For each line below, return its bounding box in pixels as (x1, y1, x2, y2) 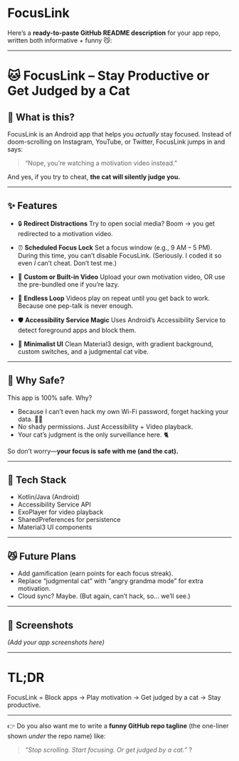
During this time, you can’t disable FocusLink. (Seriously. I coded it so (17, 251, 222, 260)
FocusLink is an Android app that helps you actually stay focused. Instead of (7, 129, 232, 138)
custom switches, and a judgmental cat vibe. (17, 347, 149, 356)
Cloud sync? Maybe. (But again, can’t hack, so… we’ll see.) (17, 592, 191, 600)
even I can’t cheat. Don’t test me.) (17, 258, 117, 267)
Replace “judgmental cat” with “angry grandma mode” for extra (17, 577, 204, 585)
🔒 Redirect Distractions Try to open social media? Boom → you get (17, 219, 216, 228)
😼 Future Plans (7, 550, 77, 563)
